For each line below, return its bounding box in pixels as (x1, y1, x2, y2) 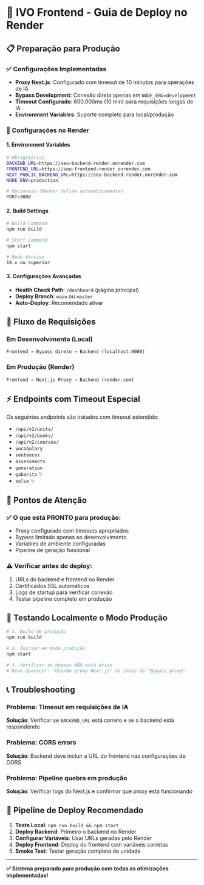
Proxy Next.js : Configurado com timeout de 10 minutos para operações (15, 79, 194, 86)
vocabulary (15, 446, 43, 452)
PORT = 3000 (6, 194, 32, 200)
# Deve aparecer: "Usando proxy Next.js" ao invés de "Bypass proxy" (6, 668, 186, 674)
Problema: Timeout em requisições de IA (6, 702, 129, 711)
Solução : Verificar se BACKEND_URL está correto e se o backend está (6, 716, 174, 724)
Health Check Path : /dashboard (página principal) (15, 286, 140, 293)
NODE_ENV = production (6, 177, 59, 183)
